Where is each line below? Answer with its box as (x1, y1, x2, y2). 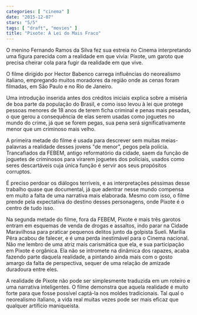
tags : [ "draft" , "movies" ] (6, 25, 78, 31)
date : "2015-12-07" (6, 14, 54, 20)
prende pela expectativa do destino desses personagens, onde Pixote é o (6, 198, 185, 206)
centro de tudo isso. (6, 205, 55, 212)
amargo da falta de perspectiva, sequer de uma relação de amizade (6, 260, 171, 267)
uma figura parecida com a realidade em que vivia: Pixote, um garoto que (6, 53, 184, 60)
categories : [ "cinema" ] (6, 8, 69, 15)
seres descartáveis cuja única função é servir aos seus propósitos (6, 162, 167, 169)
